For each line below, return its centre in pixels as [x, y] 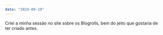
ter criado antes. [21, 28]
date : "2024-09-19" [25, 9]
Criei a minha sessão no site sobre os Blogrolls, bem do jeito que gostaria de [81, 23]
